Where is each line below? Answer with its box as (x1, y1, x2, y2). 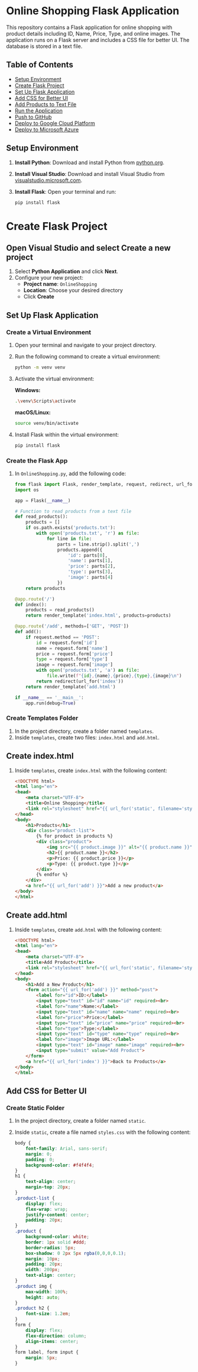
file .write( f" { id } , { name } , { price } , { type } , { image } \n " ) (46, 673, 182, 679)
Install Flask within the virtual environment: (14, 431, 119, 438)
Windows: (14, 387, 41, 393)
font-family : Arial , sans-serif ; (25, 1146, 108, 1152)
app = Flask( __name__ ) (14, 498, 71, 504)
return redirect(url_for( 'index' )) (36, 678, 124, 684)
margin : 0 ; (25, 1151, 53, 1157)
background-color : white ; (25, 1234, 90, 1240)
